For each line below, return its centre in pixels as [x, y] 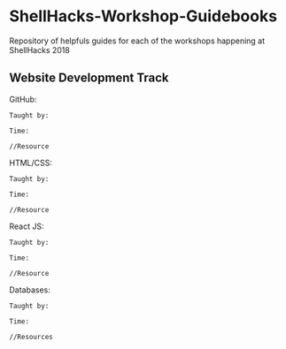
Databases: [30, 290]
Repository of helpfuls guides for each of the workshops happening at [137, 41]
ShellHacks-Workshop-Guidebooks [143, 16]
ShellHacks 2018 [40, 49]
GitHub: [23, 99]
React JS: [27, 226]
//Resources [31, 337]
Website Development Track [89, 78]
